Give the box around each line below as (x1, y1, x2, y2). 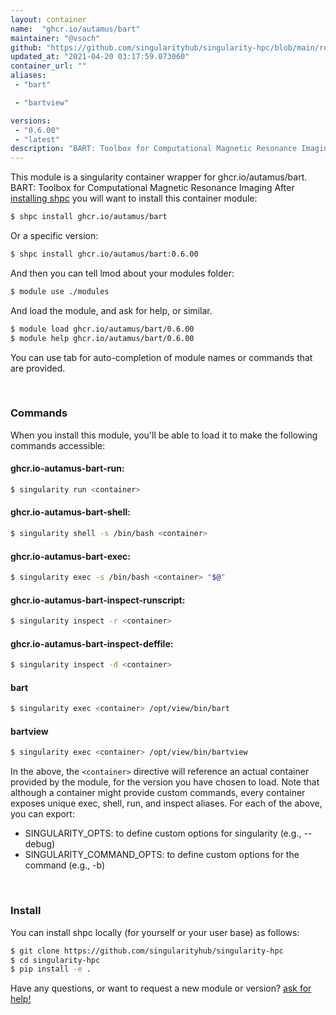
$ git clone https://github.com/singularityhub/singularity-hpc (10, 946, 284, 956)
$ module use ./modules (10, 286, 110, 296)
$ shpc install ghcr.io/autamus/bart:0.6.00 (10, 249, 199, 259)
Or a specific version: (10, 230, 99, 241)
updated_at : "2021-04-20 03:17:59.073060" (10, 52, 190, 62)
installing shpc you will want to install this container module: (10, 192, 258, 205)
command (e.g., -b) (24, 859, 106, 871)
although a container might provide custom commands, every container (10, 787, 306, 799)
